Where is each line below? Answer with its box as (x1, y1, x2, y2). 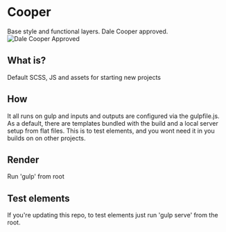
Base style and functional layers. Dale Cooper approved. (7, 27, 168, 35)
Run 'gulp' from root (7, 172, 64, 181)
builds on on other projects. (7, 133, 86, 142)
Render (7, 154, 40, 165)
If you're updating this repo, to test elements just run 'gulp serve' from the (7, 211, 218, 219)
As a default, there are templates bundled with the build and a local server (7, 119, 218, 127)
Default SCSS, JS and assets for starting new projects (7, 73, 162, 81)
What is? (7, 55, 46, 67)
